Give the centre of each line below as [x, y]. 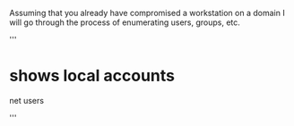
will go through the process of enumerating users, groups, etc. [125, 22]
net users [27, 100]
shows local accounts [92, 76]
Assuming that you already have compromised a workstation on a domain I [147, 13]
